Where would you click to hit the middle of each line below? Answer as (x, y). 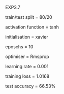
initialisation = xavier (27, 37)
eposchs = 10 (19, 47)
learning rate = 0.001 (27, 66)
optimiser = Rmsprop (27, 56)
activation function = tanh (32, 27)
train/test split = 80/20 (29, 17)
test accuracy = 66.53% (30, 86)
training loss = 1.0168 (27, 76)
